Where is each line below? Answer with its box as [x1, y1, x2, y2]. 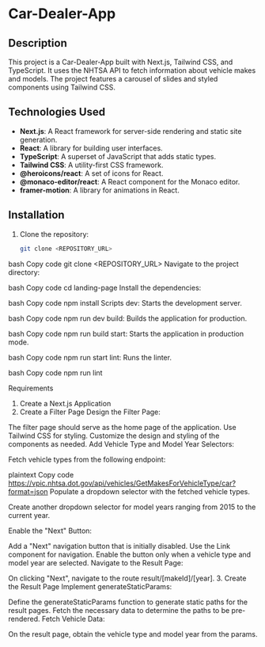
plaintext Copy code [8, 470, 74, 479]
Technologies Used [8, 105, 105, 119]
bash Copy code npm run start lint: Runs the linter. [8, 352, 172, 362]
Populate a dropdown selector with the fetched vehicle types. [50, 486, 251, 496]
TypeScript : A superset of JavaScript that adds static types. [19, 151, 217, 161]
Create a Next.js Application [19, 398, 112, 408]
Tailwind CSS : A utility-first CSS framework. [19, 160, 164, 169]
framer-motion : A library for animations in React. [19, 185, 180, 195]
